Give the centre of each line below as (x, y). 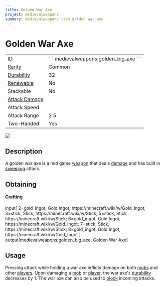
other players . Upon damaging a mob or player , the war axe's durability (78, 273)
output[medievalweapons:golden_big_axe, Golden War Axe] (67, 240)
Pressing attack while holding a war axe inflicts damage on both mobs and (82, 268)
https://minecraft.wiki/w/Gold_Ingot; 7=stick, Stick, (57, 224)
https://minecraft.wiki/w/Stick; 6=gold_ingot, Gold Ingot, (63, 218)
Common (59, 67)
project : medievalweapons (32, 14)
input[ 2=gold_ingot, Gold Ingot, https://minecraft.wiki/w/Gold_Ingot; (76, 208)
